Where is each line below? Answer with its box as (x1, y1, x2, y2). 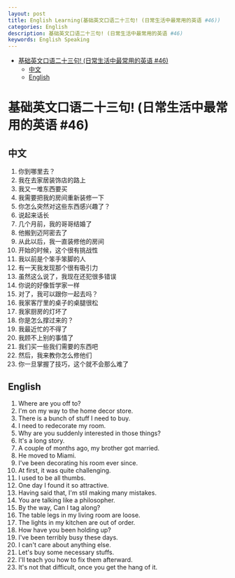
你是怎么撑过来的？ (17, 316, 74, 324)
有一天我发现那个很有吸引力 (17, 263, 99, 272)
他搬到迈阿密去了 (17, 228, 68, 237)
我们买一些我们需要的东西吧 (17, 343, 99, 351)
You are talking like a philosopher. (17, 495, 115, 504)
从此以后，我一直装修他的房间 (17, 238, 104, 246)
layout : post (8, 10, 46, 18)
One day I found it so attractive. (17, 481, 109, 489)
